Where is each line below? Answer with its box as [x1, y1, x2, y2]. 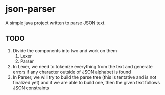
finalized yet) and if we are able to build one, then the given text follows [12, 79, 160, 85]
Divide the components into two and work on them [12, 47, 117, 53]
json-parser [5, 3, 56, 15]
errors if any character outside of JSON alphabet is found [12, 69, 131, 75]
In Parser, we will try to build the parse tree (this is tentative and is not [12, 74, 157, 80]
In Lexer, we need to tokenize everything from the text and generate [12, 63, 153, 69]
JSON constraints [12, 85, 49, 91]
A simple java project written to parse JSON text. [5, 20, 106, 26]
